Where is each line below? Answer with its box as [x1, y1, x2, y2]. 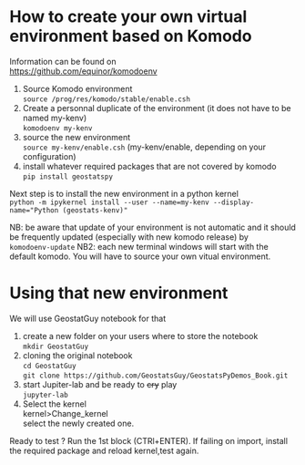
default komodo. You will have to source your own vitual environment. [9, 251, 271, 262]
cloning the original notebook [22, 349, 133, 361]
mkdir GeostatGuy [22, 342, 89, 351]
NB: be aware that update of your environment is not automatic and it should [9, 222, 296, 232]
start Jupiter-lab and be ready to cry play [22, 378, 178, 389]
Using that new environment [9, 283, 229, 304]
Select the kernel [22, 398, 86, 409]
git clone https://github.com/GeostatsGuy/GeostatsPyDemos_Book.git [22, 371, 289, 380]
